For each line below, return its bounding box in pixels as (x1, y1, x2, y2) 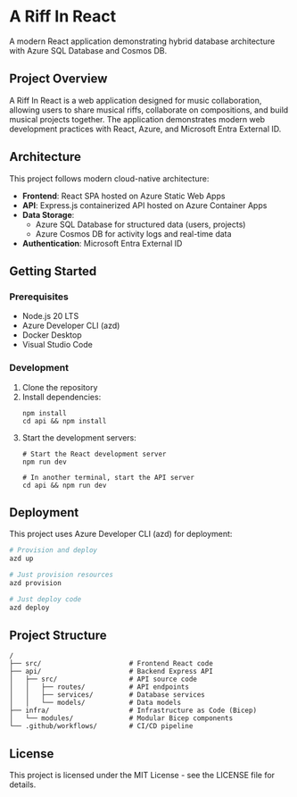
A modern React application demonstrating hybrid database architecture (9, 36, 276, 46)
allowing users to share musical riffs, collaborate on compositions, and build (9, 105, 289, 115)
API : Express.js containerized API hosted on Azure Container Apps (21, 199, 268, 211)
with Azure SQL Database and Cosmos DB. (9, 45, 168, 55)
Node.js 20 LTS (21, 311, 79, 322)
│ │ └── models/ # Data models (9, 699, 181, 708)
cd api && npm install (21, 416, 107, 425)
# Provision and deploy (9, 546, 98, 555)
